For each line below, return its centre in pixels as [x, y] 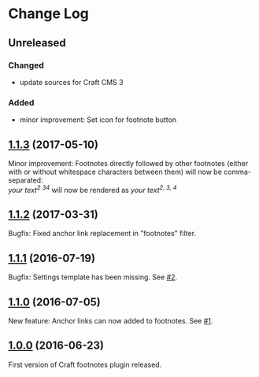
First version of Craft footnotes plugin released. [85, 364]
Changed [26, 65]
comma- [238, 172]
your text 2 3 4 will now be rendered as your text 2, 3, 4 [92, 189]
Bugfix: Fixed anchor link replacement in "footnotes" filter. [102, 234]
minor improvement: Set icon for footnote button [98, 120]
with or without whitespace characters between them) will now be [115, 172]
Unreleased [37, 43]
